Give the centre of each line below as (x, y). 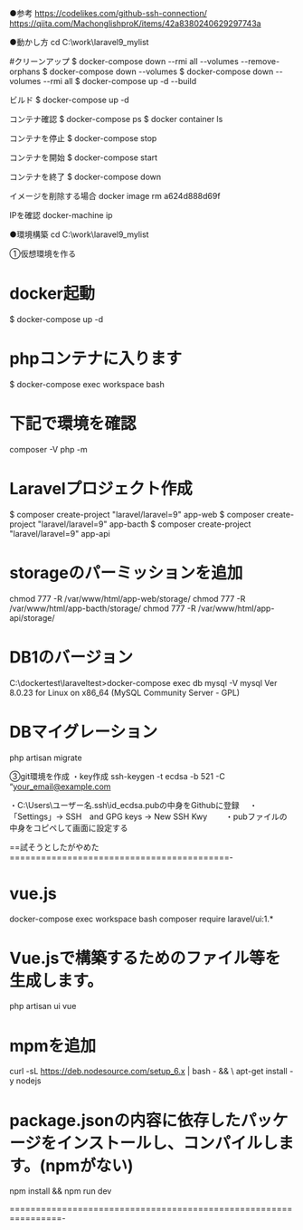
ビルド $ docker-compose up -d (69, 100)
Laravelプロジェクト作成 (101, 489)
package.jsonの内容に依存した (125, 1120)
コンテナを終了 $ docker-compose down (85, 176)
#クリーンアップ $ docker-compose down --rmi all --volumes (124, 61)
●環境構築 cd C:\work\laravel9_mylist (79, 234)
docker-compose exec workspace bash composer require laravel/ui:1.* (142, 919)
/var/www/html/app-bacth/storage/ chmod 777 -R (103, 608)
